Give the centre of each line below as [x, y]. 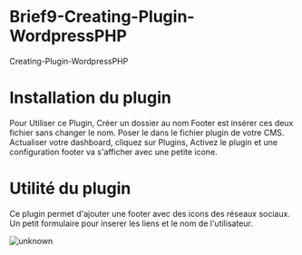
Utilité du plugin [70, 189]
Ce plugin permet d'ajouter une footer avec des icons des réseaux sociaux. [150, 213]
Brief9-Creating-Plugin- [102, 17]
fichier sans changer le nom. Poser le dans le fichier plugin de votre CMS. [147, 132]
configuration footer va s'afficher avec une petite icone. [113, 152]
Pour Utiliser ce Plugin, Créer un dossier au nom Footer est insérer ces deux [151, 123]
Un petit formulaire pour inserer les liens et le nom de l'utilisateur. [132, 223]
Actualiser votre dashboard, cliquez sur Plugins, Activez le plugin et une [144, 142]
